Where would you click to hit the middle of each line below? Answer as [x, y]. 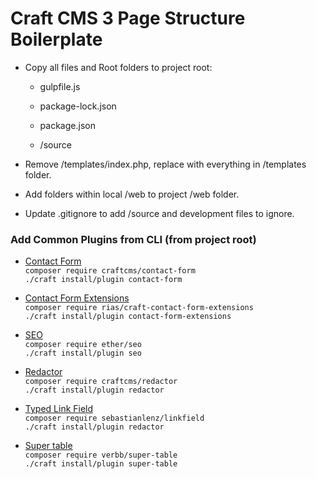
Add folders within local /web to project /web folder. [132, 194]
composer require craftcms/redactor [101, 382]
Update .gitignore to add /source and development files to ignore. [159, 213]
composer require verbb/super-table [101, 455]
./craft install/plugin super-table [101, 464]
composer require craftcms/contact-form [110, 271]
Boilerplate [56, 39]
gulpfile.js [60, 86]
